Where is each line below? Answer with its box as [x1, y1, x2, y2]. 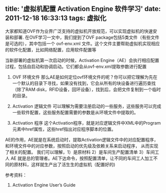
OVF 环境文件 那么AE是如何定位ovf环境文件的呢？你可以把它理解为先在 [12, 74, 158, 80]
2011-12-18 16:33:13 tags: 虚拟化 [5, 14, 107, 22]
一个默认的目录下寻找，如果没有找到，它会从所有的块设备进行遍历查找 [12, 80, 156, 86]
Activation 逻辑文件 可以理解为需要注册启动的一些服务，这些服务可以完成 [12, 103, 162, 109]
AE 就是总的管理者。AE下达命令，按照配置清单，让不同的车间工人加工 [10, 155, 154, 161]
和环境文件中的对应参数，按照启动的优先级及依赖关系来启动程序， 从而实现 [5, 143, 159, 149]
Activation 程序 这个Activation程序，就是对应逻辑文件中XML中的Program [12, 120, 161, 126]
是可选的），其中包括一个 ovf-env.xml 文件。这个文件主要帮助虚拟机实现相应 [5, 40, 160, 46]
